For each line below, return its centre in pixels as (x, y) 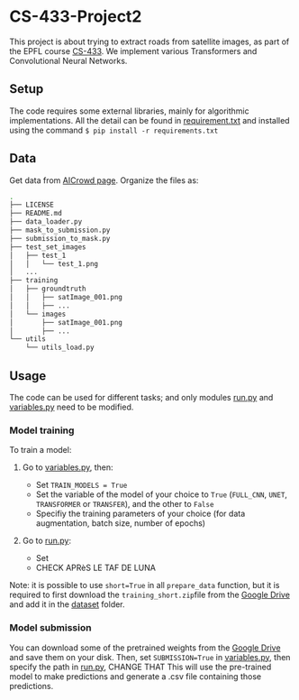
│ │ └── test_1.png (54, 263)
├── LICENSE (32, 205)
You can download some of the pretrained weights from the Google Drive (145, 648)
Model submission (50, 628)
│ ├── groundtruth (48, 289)
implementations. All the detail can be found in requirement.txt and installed (149, 120)
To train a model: (41, 450)
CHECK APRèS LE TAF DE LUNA (95, 568)
